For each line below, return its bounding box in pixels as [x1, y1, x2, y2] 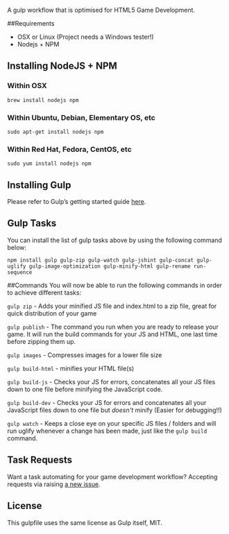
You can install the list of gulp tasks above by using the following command [7, 236, 222, 244]
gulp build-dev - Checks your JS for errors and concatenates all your [7, 398, 207, 406]
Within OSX [7, 81, 47, 91]
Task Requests [7, 454, 73, 466]
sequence [7, 268, 33, 276]
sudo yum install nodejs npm [7, 160, 92, 167]
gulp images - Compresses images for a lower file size [7, 350, 162, 359]
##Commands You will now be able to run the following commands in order [7, 281, 223, 289]
